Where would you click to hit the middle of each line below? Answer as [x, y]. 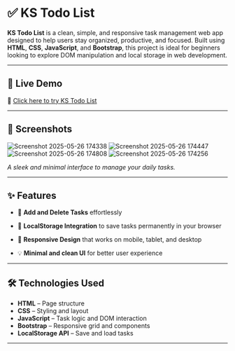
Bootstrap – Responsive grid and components [84, 326]
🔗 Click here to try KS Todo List [52, 100]
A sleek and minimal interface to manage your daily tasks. [92, 167]
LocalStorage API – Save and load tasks [76, 333]
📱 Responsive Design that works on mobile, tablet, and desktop [109, 240]
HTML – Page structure [51, 303]
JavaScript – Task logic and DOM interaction [82, 318]
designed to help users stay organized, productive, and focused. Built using [116, 40]
